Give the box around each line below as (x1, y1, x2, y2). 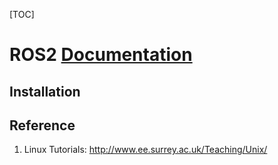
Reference (9, 117, 76, 134)
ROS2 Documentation (9, 44, 193, 66)
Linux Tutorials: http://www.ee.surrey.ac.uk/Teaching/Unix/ (23, 144, 268, 156)
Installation (9, 83, 81, 100)
